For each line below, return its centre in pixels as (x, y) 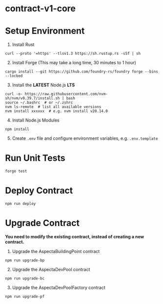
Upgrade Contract (42, 223)
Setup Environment (45, 31)
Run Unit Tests (35, 158)
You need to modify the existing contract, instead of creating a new (75, 236)
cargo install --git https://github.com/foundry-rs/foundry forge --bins (82, 72)
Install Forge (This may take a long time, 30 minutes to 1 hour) (74, 63)
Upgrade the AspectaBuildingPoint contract (56, 251)
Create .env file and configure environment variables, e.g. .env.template (85, 138)
